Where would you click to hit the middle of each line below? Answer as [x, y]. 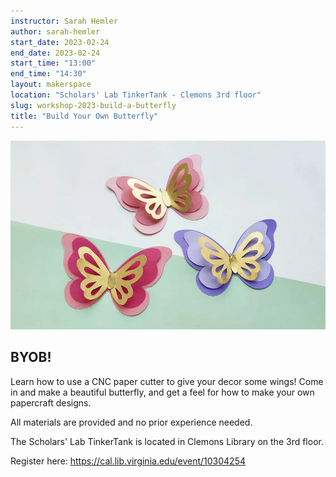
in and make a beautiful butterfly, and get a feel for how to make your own [162, 392]
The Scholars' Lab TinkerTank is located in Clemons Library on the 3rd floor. [167, 441]
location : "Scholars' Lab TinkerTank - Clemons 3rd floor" [136, 95]
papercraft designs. [51, 402]
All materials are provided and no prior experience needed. [131, 422]
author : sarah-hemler [55, 31]
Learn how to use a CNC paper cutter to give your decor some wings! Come [167, 381]
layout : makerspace [51, 85]
